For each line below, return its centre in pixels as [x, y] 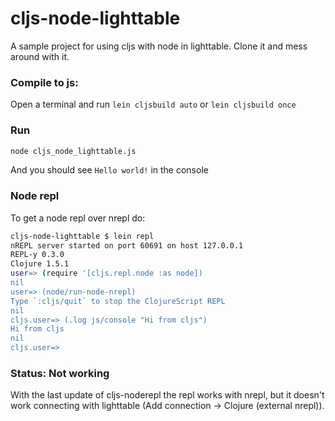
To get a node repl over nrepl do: [78, 218]
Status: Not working [60, 373]
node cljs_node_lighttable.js [73, 151]
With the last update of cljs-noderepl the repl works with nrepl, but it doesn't [167, 395]
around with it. [40, 56]
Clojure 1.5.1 [40, 264]
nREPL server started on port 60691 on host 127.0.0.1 [127, 245]
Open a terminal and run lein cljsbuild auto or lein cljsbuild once [153, 104]
